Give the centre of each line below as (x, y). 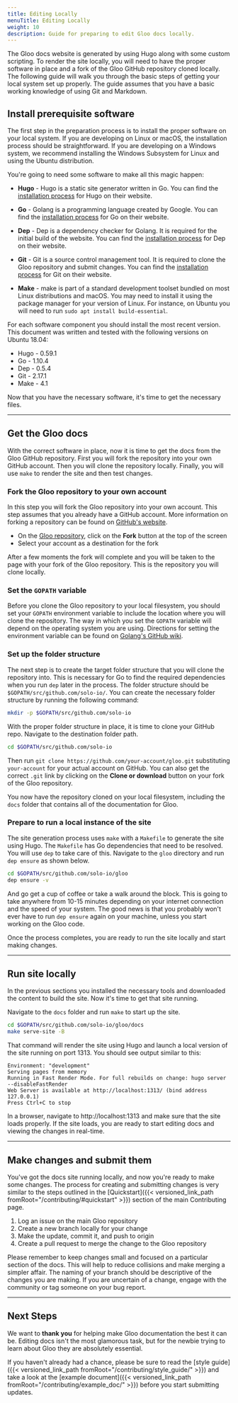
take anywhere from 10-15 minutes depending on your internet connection (115, 901)
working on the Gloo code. (46, 924)
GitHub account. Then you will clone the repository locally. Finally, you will (116, 465)
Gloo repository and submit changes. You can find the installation (113, 267)
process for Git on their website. (64, 275)
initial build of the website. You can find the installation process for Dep (121, 239)
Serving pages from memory (47, 1072)
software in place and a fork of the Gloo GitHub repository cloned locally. (114, 69)
